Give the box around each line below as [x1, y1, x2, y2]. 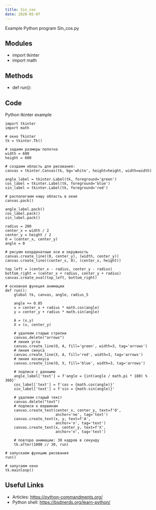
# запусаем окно [5, 463, 38, 468]
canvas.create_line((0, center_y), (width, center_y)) [5, 254, 119, 259]
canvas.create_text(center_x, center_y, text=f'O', [14, 408, 121, 413]
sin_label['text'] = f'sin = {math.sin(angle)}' [14, 386, 115, 391]
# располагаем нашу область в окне [5, 194, 78, 199]
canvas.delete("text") [14, 399, 60, 404]
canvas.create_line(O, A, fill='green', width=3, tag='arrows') [14, 343, 148, 349]
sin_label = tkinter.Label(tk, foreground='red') [5, 185, 109, 190]
